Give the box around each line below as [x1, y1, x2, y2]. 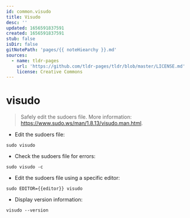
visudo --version [6, 207, 49, 213]
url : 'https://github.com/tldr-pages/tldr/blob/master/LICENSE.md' [16, 63, 185, 69]
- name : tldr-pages [11, 58, 59, 63]
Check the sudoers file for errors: [14, 153, 96, 160]
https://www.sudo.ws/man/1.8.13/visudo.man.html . [20, 120, 143, 127]
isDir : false [6, 42, 38, 48]
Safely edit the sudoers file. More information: [20, 113, 132, 120]
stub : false [6, 36, 35, 42]
